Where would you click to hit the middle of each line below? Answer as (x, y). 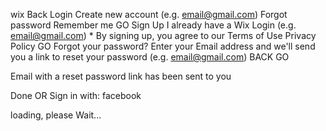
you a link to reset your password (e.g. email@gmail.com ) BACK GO (150, 57)
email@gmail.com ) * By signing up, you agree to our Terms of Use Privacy (163, 35)
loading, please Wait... (56, 115)
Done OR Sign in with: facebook (76, 95)
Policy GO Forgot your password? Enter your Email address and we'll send (163, 46)
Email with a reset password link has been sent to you (121, 76)
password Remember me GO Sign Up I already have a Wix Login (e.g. (153, 25)
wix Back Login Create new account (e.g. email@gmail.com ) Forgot (149, 14)
